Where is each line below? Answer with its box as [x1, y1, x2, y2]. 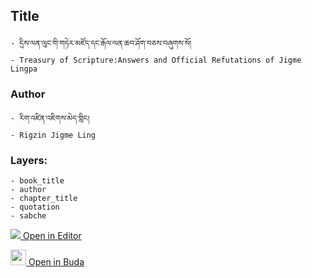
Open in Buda [28, 256, 85, 268]
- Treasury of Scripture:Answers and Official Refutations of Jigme [10, 55, 302, 65]
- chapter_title [10, 194, 78, 204]
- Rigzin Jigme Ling [10, 130, 97, 141]
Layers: [10, 154, 48, 168]
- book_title [10, 176, 65, 186]
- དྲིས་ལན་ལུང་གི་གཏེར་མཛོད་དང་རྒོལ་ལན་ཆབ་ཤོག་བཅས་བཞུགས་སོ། [10, 38, 192, 48]
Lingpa [10, 64, 38, 74]
